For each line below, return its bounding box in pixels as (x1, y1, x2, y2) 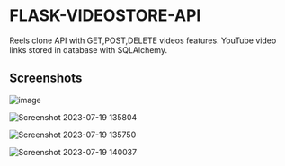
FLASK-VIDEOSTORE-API (9, 5, 201, 26)
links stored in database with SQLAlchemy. (9, 44, 168, 55)
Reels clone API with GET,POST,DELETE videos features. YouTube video (9, 35, 277, 46)
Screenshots (9, 71, 83, 86)
